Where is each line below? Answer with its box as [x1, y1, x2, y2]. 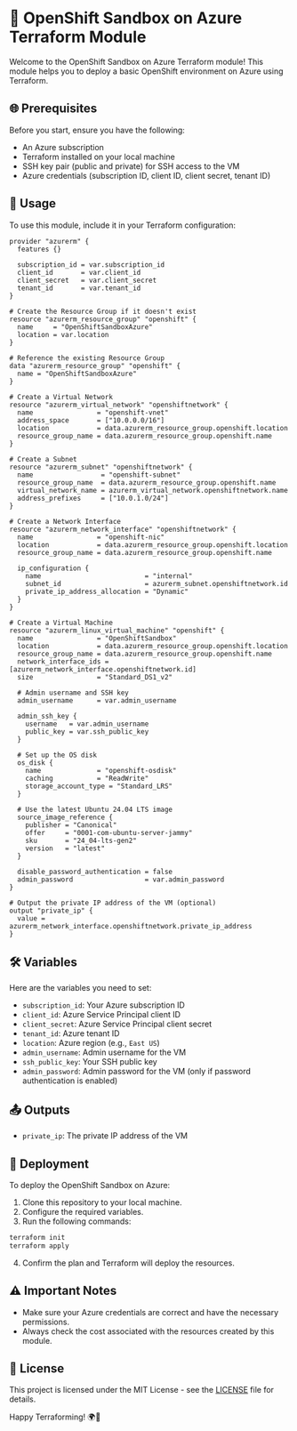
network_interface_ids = [17, 657, 109, 666]
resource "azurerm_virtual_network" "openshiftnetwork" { [9, 400, 229, 409]
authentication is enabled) [21, 1075, 118, 1086]
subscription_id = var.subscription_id [17, 260, 165, 269]
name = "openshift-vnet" [17, 408, 169, 417]
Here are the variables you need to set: [9, 983, 152, 993]
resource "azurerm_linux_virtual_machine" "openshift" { [9, 626, 225, 635]
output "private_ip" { [9, 906, 93, 915]
